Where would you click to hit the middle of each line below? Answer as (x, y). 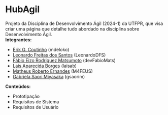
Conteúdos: (18, 86)
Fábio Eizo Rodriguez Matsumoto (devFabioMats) (64, 60)
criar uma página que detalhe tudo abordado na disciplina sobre (72, 28)
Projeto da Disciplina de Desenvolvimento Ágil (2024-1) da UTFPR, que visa (84, 23)
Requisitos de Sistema (36, 102)
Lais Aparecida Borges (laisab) (45, 66)
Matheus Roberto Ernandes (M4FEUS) (53, 71)
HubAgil (23, 9)
